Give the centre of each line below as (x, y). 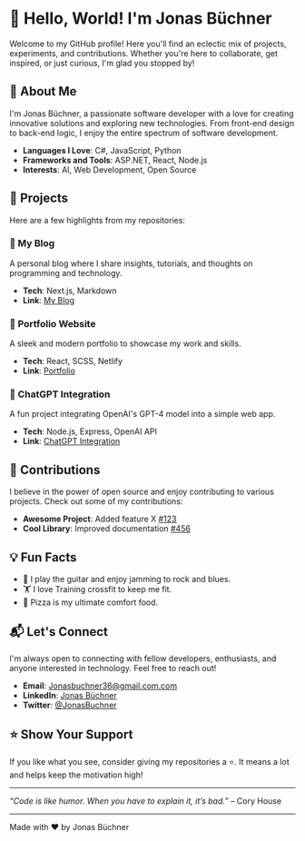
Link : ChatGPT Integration (71, 441)
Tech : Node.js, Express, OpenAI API (89, 431)
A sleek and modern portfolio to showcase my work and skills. (126, 343)
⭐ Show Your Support (71, 735)
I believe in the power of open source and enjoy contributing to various (142, 492)
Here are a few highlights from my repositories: (98, 220)
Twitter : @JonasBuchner (69, 705)
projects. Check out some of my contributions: (96, 501)
